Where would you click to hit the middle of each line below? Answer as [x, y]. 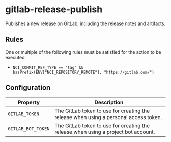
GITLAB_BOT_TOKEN [29, 128]
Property [28, 102]
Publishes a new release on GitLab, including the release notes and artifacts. [85, 23]
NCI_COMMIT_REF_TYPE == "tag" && [48, 67]
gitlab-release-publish [54, 9]
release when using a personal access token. [108, 117]
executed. [16, 57]
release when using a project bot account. [105, 132]
